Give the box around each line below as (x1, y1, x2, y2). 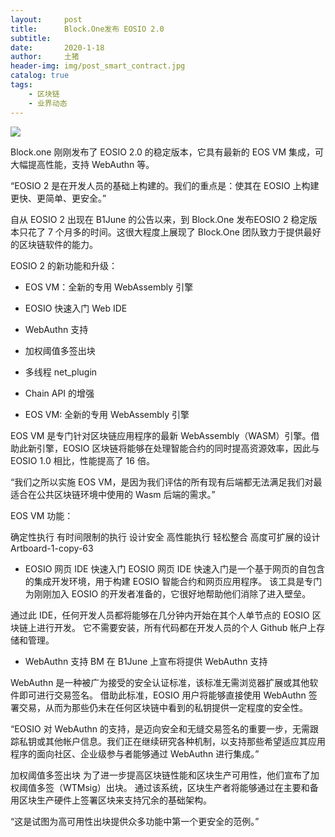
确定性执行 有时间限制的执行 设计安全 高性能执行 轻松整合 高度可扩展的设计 (10, 531, 321, 543)
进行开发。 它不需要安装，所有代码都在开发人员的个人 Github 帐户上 (36, 621, 317, 633)
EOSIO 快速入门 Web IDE (24, 302, 128, 314)
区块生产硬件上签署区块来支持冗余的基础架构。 (18, 794, 212, 806)
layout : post (10, 14, 83, 25)
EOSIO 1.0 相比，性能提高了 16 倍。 (10, 454, 155, 466)
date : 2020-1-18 (10, 42, 105, 53)
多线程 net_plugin (24, 366, 98, 378)
